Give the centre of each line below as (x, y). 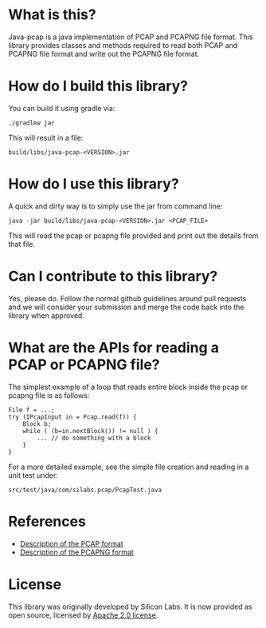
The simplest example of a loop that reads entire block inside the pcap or (128, 387)
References (47, 521)
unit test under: (33, 475)
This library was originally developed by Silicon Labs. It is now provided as (130, 606)
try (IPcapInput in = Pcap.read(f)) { (72, 417)
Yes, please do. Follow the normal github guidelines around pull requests (127, 298)
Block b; (37, 424)
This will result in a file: (46, 137)
